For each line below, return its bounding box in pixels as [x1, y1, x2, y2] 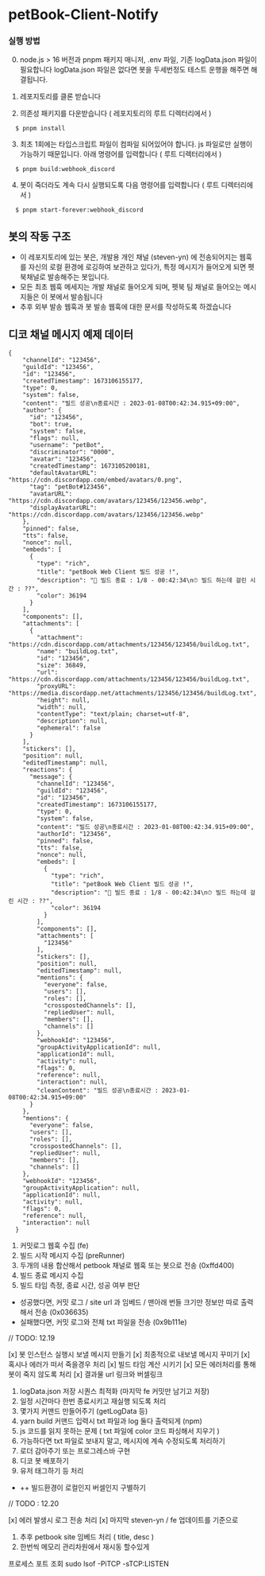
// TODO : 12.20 [8, 1499, 60, 1508]
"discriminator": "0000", [29, 448, 115, 457]
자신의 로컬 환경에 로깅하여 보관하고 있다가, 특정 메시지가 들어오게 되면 [28, 263, 247, 272]
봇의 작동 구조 [8, 229, 71, 243]
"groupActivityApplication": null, [22, 1184, 140, 1193]
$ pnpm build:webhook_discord [15, 165, 115, 173]
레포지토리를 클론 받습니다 [19, 91, 102, 101]
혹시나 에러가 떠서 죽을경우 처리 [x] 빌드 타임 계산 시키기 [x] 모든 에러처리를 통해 [8, 1360, 256, 1369]
